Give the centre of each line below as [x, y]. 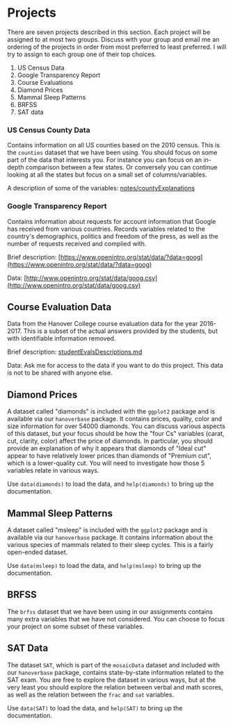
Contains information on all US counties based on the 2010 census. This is [114, 145]
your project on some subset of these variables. [76, 626]
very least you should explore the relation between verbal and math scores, [115, 687]
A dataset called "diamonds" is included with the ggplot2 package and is [111, 412]
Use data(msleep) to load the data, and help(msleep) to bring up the [104, 565]
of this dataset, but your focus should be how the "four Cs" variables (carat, [116, 434]
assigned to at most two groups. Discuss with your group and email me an [113, 39]
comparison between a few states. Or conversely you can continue [121, 168]
